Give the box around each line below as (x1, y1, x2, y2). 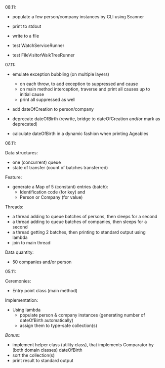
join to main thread (12, 240, 51, 245)
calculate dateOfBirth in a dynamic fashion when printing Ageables (12, 131, 149, 137)
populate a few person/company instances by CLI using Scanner (12, 14, 144, 19)
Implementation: (5, 297, 39, 303)
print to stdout (12, 23, 41, 29)
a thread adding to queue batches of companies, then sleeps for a (12, 219, 147, 225)
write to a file (12, 33, 40, 39)
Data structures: (5, 150, 38, 155)
